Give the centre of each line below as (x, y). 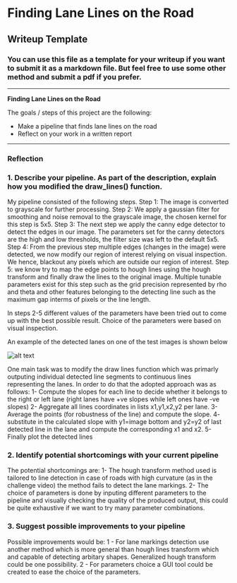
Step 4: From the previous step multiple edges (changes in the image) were (117, 247)
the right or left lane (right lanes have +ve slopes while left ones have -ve (114, 399)
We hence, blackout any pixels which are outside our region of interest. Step (118, 262)
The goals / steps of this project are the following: (79, 112)
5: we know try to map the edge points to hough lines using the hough (109, 269)
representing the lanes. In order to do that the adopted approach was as (112, 384)
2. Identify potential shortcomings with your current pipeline (113, 455)
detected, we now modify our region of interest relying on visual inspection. (117, 254)
